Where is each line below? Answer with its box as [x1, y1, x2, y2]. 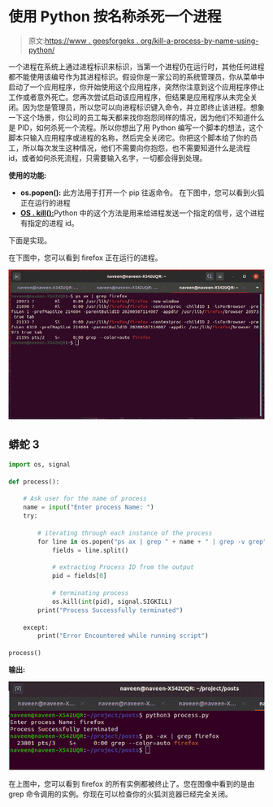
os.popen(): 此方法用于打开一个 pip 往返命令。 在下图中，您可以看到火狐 [19, 188, 265, 197]
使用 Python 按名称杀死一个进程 [8, 7, 222, 26]
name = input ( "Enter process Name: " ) [23, 503, 154, 512]
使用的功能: [8, 170, 47, 180]
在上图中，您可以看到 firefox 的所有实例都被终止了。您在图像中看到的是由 [8, 779, 255, 788]
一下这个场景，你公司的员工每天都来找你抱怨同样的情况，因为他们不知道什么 [8, 112, 265, 122]
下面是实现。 [8, 235, 51, 245]
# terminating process [51, 589, 129, 597]
